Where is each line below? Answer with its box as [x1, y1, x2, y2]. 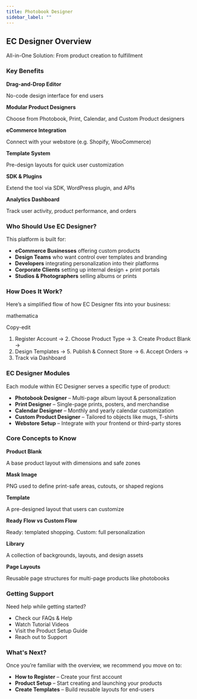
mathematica [6, 312, 39, 319]
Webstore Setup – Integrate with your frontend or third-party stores [14, 419, 182, 427]
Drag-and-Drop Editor [6, 80, 61, 87]
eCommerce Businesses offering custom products [14, 247, 140, 254]
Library [6, 540, 25, 547]
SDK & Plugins [6, 173, 43, 180]
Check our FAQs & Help [14, 615, 73, 622]
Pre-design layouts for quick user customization [6, 161, 124, 168]
